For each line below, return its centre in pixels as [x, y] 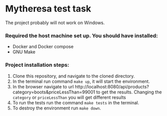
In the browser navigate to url [43, 86]
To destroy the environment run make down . [57, 108]
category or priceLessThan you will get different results [69, 97]
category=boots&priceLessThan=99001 [54, 92]
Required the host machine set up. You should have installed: [81, 36]
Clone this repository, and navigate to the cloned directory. [74, 76]
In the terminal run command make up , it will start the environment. [81, 81]
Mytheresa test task [48, 9]
